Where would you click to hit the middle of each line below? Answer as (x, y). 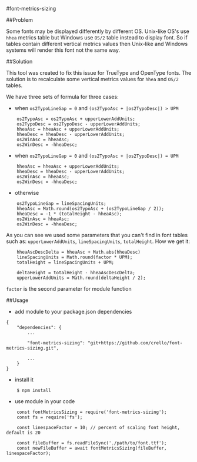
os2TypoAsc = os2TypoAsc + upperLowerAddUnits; (76, 119)
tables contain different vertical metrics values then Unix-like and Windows (97, 44)
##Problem (20, 20)
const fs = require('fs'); (50, 417)
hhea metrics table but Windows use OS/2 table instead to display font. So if (97, 37)
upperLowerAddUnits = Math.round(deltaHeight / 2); (81, 278)
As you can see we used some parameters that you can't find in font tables (97, 235)
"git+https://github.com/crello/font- (135, 343)
